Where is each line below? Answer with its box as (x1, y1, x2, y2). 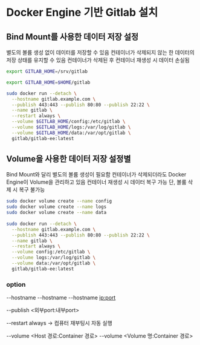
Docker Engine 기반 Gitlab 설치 (6, 5, 158, 19)
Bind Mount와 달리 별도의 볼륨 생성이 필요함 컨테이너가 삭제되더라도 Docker (6, 171, 187, 178)
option (6, 280, 26, 289)
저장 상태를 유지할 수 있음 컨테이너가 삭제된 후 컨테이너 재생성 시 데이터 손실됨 (6, 56, 190, 64)
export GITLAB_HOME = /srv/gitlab (6, 69, 88, 75)
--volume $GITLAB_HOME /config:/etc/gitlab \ (11, 119, 126, 125)
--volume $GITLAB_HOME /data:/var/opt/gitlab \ (11, 130, 131, 136)
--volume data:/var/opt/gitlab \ (11, 260, 96, 267)
